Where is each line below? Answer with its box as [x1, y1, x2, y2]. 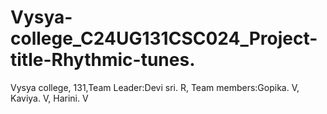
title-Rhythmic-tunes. [10, 49, 196, 71]
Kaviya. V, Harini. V [10, 92, 89, 104]
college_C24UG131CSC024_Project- [10, 27, 318, 50]
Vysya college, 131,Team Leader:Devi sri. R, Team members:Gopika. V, [10, 81, 300, 93]
